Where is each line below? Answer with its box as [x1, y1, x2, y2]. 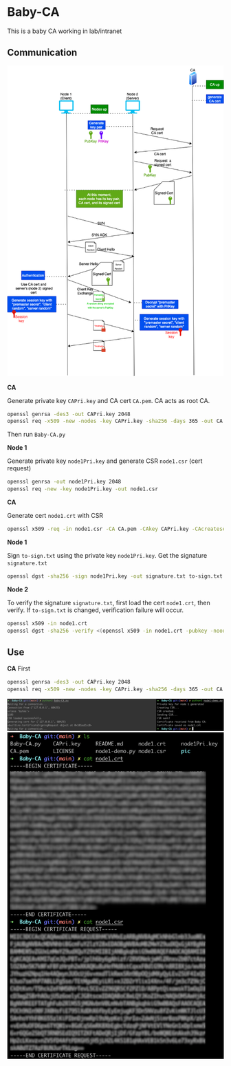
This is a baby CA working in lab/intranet [7, 27, 122, 35]
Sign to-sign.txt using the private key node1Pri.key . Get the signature [7, 551, 208, 559]
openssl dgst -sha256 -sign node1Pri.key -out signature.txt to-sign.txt [7, 572, 223, 580]
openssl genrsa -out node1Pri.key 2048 [7, 479, 122, 486]
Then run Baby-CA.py [7, 431, 66, 439]
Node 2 [7, 585, 29, 594]
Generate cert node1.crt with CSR [7, 512, 104, 520]
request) [7, 464, 32, 472]
